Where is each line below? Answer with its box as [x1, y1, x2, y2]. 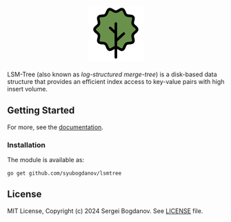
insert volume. [7, 85, 48, 93]
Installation [7, 140, 46, 150]
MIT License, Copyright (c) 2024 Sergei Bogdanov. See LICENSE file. [7, 206, 203, 215]
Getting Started [7, 104, 75, 116]
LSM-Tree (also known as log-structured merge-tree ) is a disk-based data [7, 70, 217, 78]
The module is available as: [7, 155, 85, 164]
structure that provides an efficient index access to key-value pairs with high [7, 77, 225, 85]
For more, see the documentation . [7, 123, 103, 131]
